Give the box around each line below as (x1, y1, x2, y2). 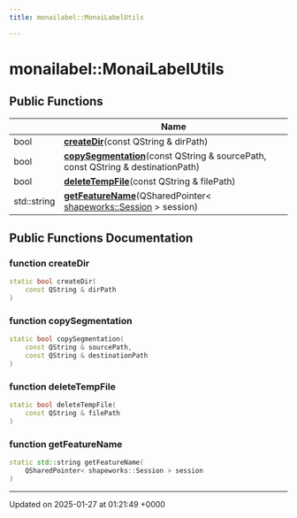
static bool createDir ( (9, 277, 97, 286)
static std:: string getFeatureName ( (9, 458, 144, 467)
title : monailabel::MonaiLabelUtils (9, 12, 144, 22)
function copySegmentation (9, 314, 133, 327)
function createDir (9, 257, 90, 269)
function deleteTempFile (9, 380, 117, 392)
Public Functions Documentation (9, 231, 194, 246)
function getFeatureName (9, 437, 123, 450)
